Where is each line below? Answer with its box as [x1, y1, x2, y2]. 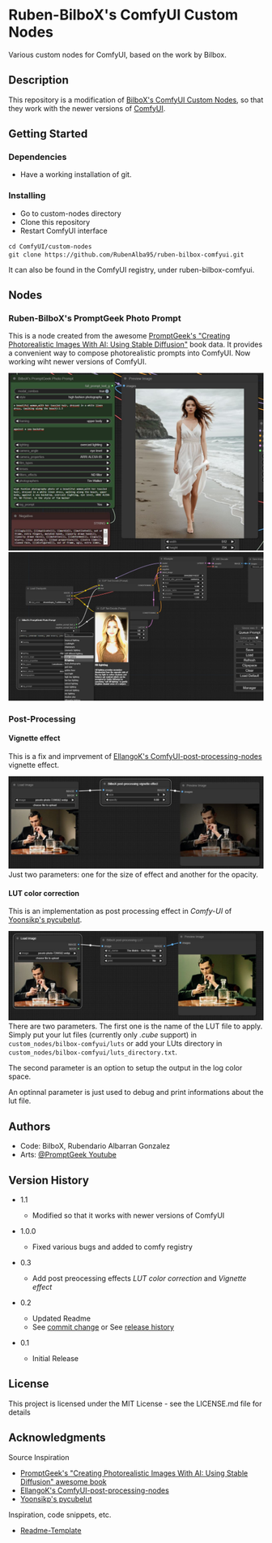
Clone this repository [19, 217, 91, 226]
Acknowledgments [8, 1431, 107, 1445]
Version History [8, 1173, 89, 1187]
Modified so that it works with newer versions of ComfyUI [32, 1210, 225, 1220]
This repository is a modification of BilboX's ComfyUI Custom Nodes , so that [8, 95, 264, 105]
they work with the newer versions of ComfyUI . [8, 103, 166, 113]
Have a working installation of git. [19, 170, 132, 179]
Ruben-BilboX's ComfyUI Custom [8, 6, 239, 24]
